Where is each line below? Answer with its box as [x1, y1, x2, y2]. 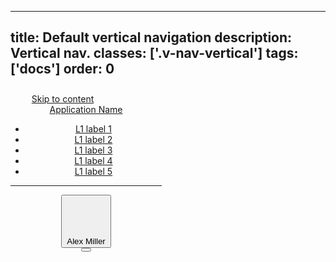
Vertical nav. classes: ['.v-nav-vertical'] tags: [10, 45, 299, 62]
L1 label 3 [74, 144, 113, 156]
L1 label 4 [74, 154, 113, 166]
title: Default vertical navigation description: [10, 29, 293, 46]
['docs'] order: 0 [10, 61, 115, 78]
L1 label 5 [74, 165, 113, 177]
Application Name [49, 103, 123, 115]
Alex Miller [66, 236, 106, 247]
